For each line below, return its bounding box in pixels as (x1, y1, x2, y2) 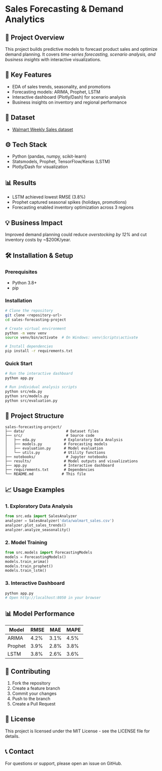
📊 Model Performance (5, 609, 75, 618)
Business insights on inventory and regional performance (12, 99, 127, 105)
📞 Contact (5, 748, 34, 756)
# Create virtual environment (5, 326, 67, 331)
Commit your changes (12, 690, 57, 696)
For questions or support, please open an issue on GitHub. (5, 760, 123, 766)
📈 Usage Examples (5, 485, 65, 494)
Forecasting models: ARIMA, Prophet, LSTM (12, 89, 101, 95)
